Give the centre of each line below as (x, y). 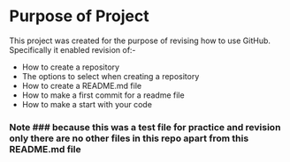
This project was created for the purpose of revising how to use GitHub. (140, 40)
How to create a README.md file (82, 85)
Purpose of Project (79, 16)
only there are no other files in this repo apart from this (129, 138)
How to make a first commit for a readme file (103, 95)
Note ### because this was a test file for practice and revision (145, 127)
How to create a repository (71, 67)
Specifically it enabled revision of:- (72, 49)
